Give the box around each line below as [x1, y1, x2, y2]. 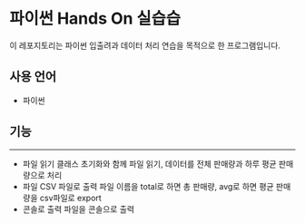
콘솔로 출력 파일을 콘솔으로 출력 [22, 203, 134, 214]
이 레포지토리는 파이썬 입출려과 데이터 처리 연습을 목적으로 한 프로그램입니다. [9, 40, 281, 51]
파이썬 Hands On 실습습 [9, 8, 182, 29]
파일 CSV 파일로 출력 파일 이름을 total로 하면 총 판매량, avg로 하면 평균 [22, 180, 274, 191]
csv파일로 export [39, 192, 102, 203]
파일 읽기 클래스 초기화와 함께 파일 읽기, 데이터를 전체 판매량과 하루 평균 [22, 158, 277, 169]
